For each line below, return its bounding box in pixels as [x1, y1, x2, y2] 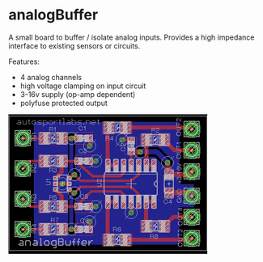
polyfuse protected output [19, 98, 108, 108]
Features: [8, 57, 40, 66]
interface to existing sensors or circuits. [8, 40, 141, 50]
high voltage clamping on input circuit [19, 81, 146, 91]
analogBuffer [8, 6, 99, 24]
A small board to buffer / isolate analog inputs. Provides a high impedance [8, 32, 255, 42]
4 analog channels [19, 72, 83, 82]
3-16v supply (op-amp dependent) [19, 89, 136, 99]
